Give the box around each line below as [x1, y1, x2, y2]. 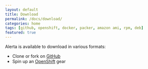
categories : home [5, 21, 41, 26]
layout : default [5, 7, 38, 12]
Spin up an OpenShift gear [12, 59, 66, 64]
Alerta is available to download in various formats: [5, 44, 106, 49]
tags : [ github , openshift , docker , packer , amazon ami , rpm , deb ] [5, 26, 144, 31]
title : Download [5, 12, 38, 17]
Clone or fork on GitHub [12, 53, 61, 59]
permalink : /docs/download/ [5, 16, 63, 21]
